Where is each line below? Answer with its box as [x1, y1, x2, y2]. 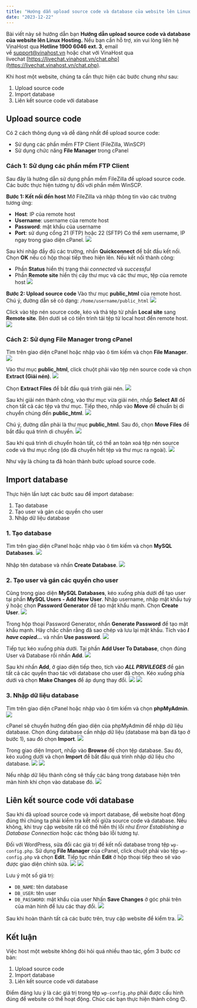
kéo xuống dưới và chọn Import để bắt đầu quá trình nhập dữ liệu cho [6, 753, 175, 760]
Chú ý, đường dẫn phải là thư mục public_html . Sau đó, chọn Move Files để [6, 421, 190, 428]
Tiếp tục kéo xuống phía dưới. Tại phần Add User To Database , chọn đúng [6, 645, 186, 652]
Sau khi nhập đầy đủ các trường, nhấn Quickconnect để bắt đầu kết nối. [6, 248, 181, 255]
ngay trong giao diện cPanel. [14, 236, 85, 243]
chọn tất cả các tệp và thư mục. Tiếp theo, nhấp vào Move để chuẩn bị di [6, 402, 184, 410]
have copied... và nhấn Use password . [6, 634, 102, 641]
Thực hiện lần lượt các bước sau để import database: [6, 490, 134, 497]
